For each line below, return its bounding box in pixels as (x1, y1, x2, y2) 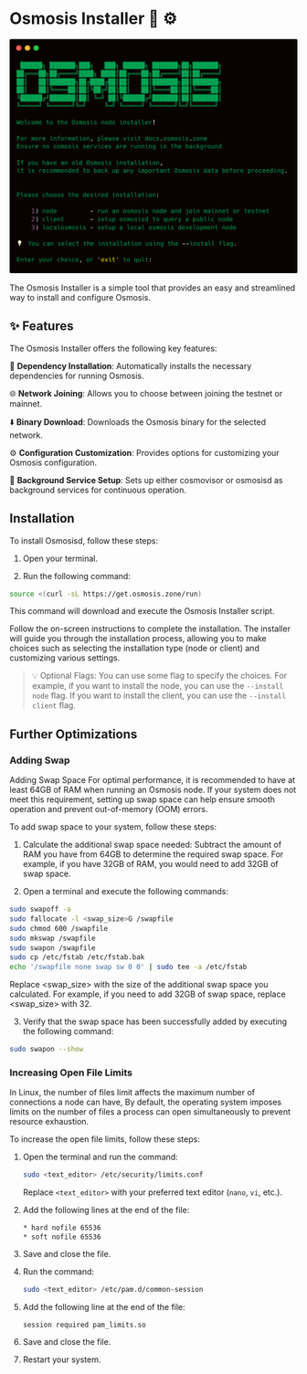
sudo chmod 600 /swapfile (9, 924, 108, 933)
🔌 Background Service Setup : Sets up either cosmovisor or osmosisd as (9, 474, 283, 485)
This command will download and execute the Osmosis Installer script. (9, 606, 275, 617)
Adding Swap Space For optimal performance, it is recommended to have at (9, 775, 295, 786)
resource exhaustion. (9, 1116, 90, 1127)
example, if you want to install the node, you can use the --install (31, 681, 284, 692)
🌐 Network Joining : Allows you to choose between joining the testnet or (9, 387, 283, 398)
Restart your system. (22, 1354, 101, 1365)
